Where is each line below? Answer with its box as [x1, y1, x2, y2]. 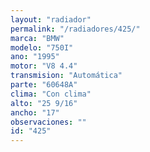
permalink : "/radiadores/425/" [10, 24, 141, 34]
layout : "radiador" [10, 14, 92, 25]
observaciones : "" [10, 117, 87, 127]
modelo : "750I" [10, 42, 74, 53]
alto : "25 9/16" [10, 98, 78, 108]
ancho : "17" [10, 107, 60, 118]
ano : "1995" [10, 52, 60, 62]
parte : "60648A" [10, 80, 78, 90]
